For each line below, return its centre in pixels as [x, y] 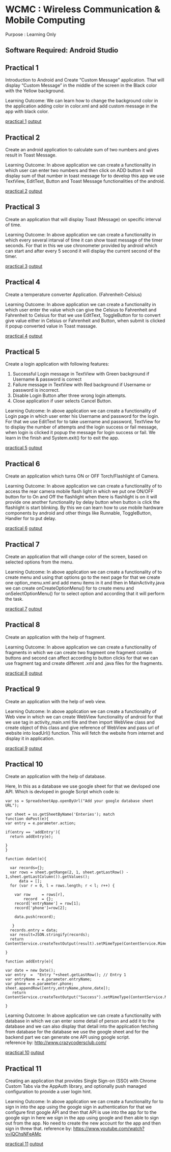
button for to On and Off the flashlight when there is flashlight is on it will [81, 497]
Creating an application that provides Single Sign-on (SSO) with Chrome [81, 1081]
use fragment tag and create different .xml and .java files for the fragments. [84, 663]
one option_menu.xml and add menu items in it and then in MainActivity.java [85, 583]
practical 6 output [24, 528]
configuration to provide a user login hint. [49, 1092]
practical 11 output [24, 1144]
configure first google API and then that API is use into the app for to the [81, 1112]
